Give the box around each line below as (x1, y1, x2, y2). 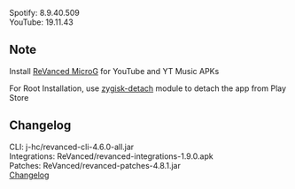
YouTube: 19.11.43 (9, 17, 74, 27)
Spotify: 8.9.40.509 (9, 8, 80, 18)
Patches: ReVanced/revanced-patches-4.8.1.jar (9, 160, 182, 170)
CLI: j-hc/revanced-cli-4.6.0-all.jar (9, 141, 135, 152)
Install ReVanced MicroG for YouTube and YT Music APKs (9, 65, 220, 76)
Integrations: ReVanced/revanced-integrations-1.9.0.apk (9, 150, 214, 162)
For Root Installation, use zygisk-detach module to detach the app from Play (9, 83, 286, 94)
